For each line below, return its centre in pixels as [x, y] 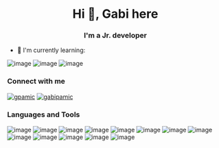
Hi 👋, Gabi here [115, 14]
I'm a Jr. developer [115, 36]
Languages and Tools [44, 114]
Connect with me [36, 82]
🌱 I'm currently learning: [51, 50]
